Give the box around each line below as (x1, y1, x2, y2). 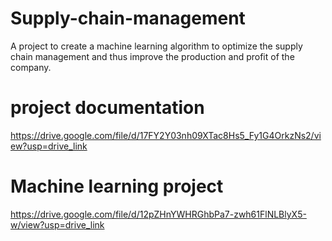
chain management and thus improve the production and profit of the (10, 50, 295, 62)
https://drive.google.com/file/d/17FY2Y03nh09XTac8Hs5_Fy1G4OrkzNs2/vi (10, 129, 322, 141)
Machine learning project (10, 175, 224, 198)
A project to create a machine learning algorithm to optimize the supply (10, 40, 303, 52)
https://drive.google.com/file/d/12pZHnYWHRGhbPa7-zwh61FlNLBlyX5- (10, 208, 307, 220)
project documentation (10, 97, 205, 119)
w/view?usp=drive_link (10, 218, 105, 231)
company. (10, 61, 52, 73)
